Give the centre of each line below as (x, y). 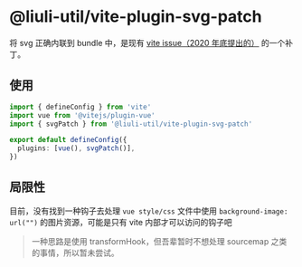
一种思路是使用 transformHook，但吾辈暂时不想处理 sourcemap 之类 (159, 241)
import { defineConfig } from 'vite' (80, 107)
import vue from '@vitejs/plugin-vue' (82, 115)
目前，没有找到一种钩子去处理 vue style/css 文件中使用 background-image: (149, 211)
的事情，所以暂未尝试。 (75, 253)
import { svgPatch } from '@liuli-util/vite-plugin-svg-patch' (131, 124)
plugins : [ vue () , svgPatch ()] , (76, 148)
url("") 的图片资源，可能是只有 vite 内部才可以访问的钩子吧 (121, 222)
